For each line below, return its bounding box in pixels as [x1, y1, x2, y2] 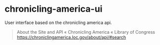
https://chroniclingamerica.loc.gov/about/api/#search [16, 34, 126, 40]
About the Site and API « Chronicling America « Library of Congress [16, 29, 156, 35]
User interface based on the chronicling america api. [4, 20, 112, 25]
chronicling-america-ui [4, 3, 103, 15]
